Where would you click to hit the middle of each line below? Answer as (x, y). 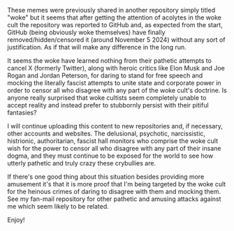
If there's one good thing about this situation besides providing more (106, 177)
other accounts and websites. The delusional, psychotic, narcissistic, (107, 133)
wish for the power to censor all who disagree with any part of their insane (114, 148)
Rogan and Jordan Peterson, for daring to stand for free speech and (105, 75)
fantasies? (22, 112)
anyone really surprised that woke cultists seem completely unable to (107, 98)
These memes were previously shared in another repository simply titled (111, 10)
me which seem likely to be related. (58, 206)
